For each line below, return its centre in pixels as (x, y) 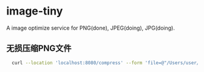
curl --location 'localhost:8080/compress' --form (77, 63)
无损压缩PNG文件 (39, 49)
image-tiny (35, 11)
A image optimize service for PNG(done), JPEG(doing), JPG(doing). (90, 28)
